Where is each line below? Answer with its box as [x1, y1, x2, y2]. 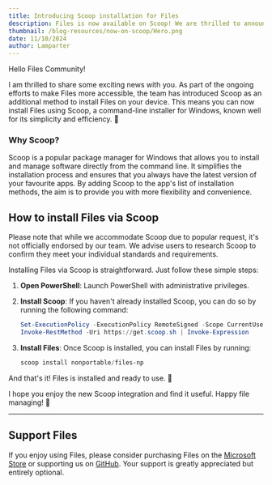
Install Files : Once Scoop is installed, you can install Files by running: [19, 342, 252, 352]
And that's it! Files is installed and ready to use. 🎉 [8, 373, 172, 383]
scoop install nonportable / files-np [19, 358, 144, 367]
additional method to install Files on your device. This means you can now [8, 97, 255, 107]
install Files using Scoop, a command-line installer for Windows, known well [8, 106, 261, 116]
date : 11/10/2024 [8, 34, 67, 43]
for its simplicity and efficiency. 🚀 [8, 114, 119, 124]
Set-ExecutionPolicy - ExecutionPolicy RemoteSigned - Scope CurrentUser [19, 321, 267, 329]
